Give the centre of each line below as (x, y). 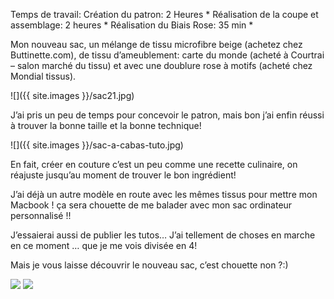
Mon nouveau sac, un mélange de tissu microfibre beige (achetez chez (156, 44)
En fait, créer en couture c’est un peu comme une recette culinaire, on (154, 164)
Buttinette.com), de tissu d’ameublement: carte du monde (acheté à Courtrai (167, 55)
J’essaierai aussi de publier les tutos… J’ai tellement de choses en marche (163, 235)
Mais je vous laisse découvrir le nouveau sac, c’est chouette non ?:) (149, 265)
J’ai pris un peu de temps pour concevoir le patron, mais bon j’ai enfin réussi (167, 115)
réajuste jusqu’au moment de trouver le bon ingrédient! (123, 175)
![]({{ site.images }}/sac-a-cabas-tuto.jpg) (97, 145)
